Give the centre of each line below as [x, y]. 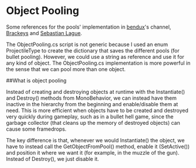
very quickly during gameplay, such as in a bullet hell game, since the [90, 116]
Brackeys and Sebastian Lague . [44, 33]
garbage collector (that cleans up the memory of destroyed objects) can [93, 123]
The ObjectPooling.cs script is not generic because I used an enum [87, 44]
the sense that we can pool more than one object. [66, 69]
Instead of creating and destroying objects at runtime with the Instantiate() [96, 92]
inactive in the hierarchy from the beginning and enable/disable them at [92, 104]
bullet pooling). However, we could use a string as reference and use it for [95, 57]
